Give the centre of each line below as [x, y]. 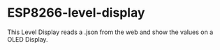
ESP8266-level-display [76, 13]
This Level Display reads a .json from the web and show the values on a [110, 32]
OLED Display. [28, 39]
